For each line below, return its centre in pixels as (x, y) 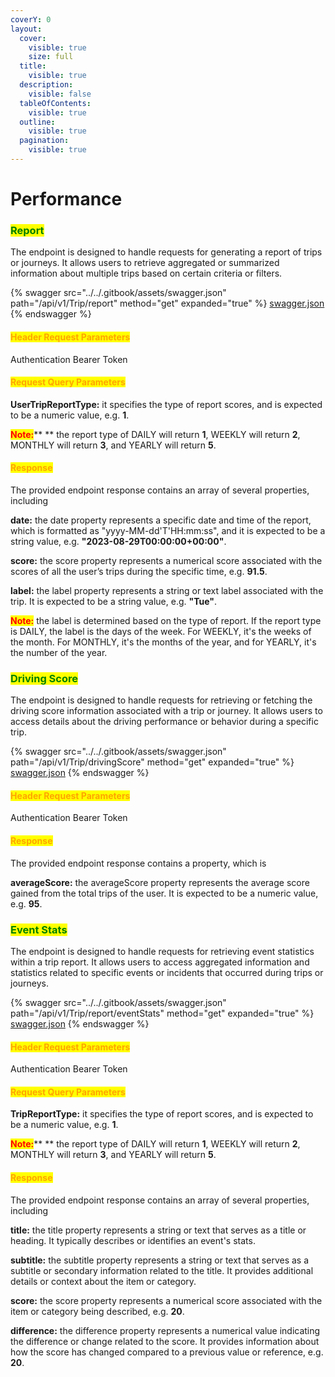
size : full (51, 57)
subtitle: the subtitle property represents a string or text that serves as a (160, 1260)
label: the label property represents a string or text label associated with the (167, 590)
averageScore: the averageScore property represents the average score (160, 882)
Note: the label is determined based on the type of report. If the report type (166, 620)
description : (46, 85)
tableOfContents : (55, 103)
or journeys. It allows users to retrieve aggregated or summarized (145, 263)
